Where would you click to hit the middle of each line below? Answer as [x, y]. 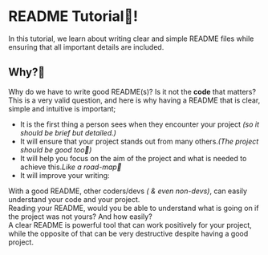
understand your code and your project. [74, 199]
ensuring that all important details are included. [86, 47]
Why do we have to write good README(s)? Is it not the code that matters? [132, 91]
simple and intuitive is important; [62, 108]
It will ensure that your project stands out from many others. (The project [139, 141]
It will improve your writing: [65, 175]
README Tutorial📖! [73, 16]
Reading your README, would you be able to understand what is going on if [134, 208]
